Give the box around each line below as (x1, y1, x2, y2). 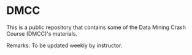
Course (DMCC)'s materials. (6, 30, 78, 37)
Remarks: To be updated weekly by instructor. (6, 42, 123, 49)
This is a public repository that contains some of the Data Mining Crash (6, 24, 186, 31)
